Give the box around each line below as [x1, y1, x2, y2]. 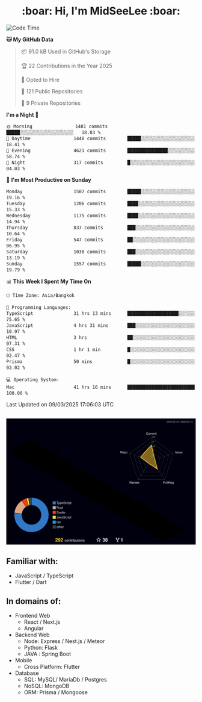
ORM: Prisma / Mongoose [23, 689, 88, 696]
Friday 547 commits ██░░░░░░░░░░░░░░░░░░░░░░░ [6, 237, 195, 243]
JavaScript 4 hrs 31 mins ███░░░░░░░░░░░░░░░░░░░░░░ [6, 322, 195, 329]
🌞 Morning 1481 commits [6, 123, 108, 129]
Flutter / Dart [14, 579, 47, 586]
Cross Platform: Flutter [23, 663, 80, 671]
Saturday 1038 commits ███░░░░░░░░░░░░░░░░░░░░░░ [6, 249, 195, 255]
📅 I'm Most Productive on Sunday [6, 176, 91, 183]
